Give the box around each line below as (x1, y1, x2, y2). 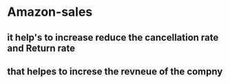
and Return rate (7, 42, 76, 54)
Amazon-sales (7, 4, 93, 20)
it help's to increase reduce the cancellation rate (7, 32, 219, 43)
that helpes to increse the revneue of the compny (7, 65, 223, 77)
